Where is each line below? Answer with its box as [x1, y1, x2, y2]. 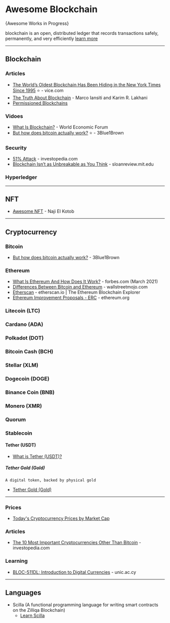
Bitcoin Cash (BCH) [5, 348, 54, 355]
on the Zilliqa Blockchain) [12, 607, 66, 613]
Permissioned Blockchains [12, 100, 68, 106]
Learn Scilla [20, 612, 45, 618]
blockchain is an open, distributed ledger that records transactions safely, [5, 30, 159, 36]
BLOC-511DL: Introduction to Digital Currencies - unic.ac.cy [12, 569, 137, 575]
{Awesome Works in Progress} [5, 20, 69, 26]
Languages [5, 588, 41, 597]
